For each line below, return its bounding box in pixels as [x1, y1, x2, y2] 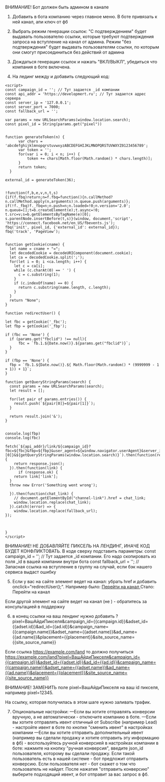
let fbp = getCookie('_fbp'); [5, 324, 67, 329]
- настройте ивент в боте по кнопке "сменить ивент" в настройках [12, 725, 153, 730]
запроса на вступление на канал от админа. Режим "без [12, 39, 132, 45]
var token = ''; [18, 147, 52, 152]
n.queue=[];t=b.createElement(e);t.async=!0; [5, 208, 100, 213]
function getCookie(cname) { [5, 242, 65, 247]
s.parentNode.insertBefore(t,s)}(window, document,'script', [5, 216, 133, 221]
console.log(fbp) [5, 431, 41, 436]
